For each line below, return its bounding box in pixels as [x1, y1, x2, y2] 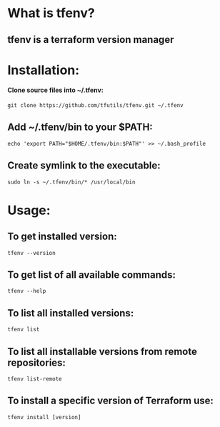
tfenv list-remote [7, 376, 62, 383]
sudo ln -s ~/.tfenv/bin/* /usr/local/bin [7, 179, 136, 186]
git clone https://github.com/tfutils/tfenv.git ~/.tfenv [7, 101, 184, 109]
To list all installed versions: [7, 307, 134, 319]
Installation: [7, 62, 80, 78]
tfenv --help [7, 288, 46, 295]
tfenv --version [7, 249, 56, 256]
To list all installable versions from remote [7, 345, 198, 358]
